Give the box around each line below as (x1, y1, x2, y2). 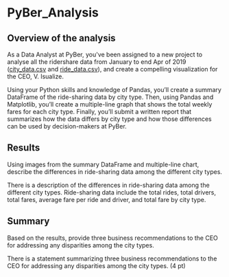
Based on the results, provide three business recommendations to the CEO (7, 234, 218, 242)
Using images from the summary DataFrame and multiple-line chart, (7, 160, 200, 168)
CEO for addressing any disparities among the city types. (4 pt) (7, 261, 186, 269)
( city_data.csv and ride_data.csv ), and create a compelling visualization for (7, 65, 218, 73)
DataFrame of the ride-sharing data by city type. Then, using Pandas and (7, 93, 214, 101)
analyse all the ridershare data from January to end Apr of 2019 (7, 58, 186, 66)
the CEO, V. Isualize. (7, 72, 64, 80)
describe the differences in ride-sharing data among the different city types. (7, 167, 223, 176)
